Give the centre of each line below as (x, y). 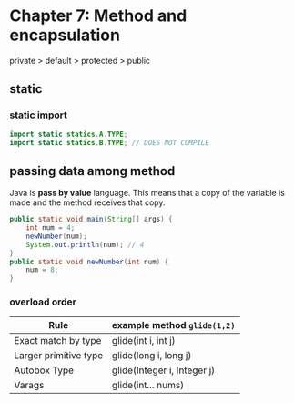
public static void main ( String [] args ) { (91, 220)
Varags (29, 386)
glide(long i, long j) (152, 356)
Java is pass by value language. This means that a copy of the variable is (147, 193)
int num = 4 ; (51, 228)
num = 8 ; (42, 270)
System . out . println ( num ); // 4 (85, 244)
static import (39, 115)
